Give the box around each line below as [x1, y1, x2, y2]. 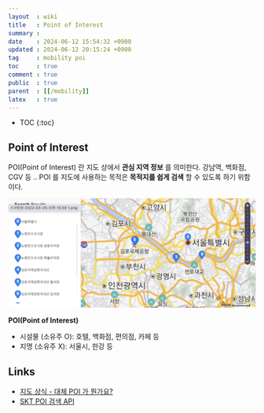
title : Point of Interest [8, 20, 104, 29]
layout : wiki [8, 13, 58, 20]
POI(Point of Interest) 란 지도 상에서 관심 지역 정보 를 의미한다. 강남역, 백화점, [8, 163, 247, 172]
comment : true [8, 71, 58, 79]
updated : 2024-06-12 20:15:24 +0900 [8, 46, 132, 54]
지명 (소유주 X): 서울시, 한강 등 [19, 342, 113, 351]
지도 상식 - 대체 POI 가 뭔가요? [19, 386, 114, 396]
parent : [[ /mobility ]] [8, 87, 90, 95]
